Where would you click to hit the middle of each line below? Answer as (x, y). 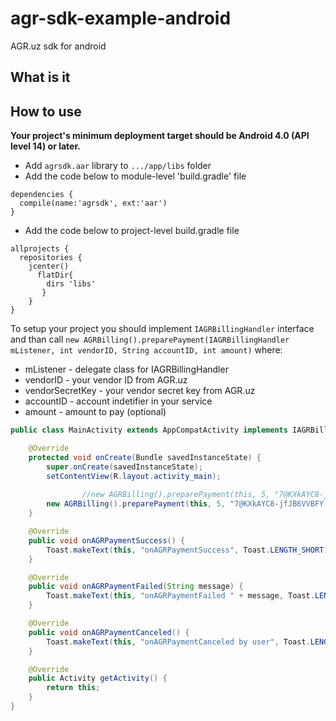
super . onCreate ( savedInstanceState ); (124, 467)
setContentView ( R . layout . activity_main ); (134, 476)
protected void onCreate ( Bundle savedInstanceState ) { (145, 457)
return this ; (73, 688)
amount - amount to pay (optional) (95, 412)
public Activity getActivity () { (98, 678)
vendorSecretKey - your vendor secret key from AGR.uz (140, 391)
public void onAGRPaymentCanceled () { (109, 632)
